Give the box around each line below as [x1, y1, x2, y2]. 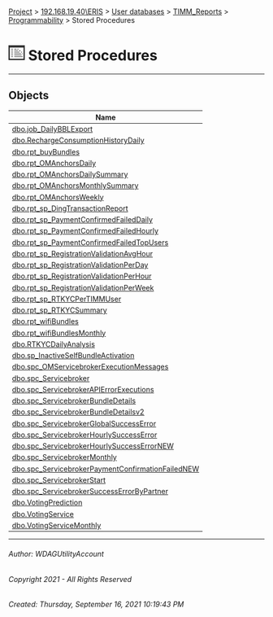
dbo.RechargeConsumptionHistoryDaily [11, 135, 145, 146]
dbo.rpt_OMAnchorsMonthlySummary [11, 181, 139, 190]
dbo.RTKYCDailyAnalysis [11, 339, 96, 349]
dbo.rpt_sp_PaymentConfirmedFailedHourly [11, 226, 159, 236]
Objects [8, 88, 50, 102]
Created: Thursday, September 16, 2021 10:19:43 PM [8, 599, 184, 610]
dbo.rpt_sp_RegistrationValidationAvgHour [11, 248, 154, 258]
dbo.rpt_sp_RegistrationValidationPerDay [11, 260, 149, 270]
